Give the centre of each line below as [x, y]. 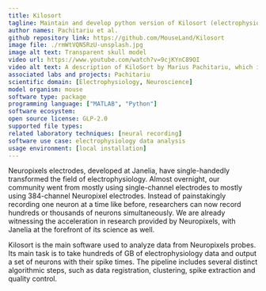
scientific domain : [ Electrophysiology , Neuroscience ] [101, 82]
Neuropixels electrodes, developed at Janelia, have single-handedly [119, 170]
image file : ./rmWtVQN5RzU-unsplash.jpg [76, 45]
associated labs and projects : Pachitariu [79, 75]
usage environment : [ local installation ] [78, 148]
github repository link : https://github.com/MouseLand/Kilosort [116, 38]
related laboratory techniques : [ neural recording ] [95, 133]
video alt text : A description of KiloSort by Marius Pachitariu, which [131, 67]
